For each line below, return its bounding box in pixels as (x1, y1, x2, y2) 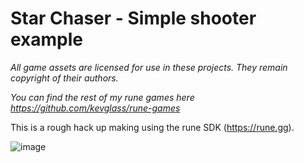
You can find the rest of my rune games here (10, 91, 195, 103)
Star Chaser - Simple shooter (10, 7, 257, 30)
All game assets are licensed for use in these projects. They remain (10, 61, 288, 73)
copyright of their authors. (10, 72, 119, 84)
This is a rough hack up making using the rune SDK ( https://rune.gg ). (10, 121, 295, 133)
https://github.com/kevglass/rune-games (10, 102, 181, 114)
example (10, 28, 84, 51)
